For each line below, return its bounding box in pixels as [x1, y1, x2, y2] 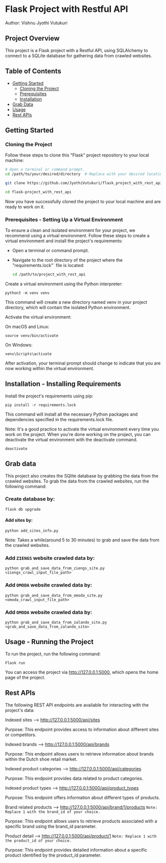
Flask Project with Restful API [5, 3, 128, 15]
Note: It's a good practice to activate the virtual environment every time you [5, 426, 159, 432]
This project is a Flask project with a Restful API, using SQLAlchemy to [5, 47, 148, 53]
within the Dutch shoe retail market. [5, 756, 78, 762]
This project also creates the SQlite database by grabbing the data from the [5, 473, 159, 479]
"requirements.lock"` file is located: [12, 263, 84, 269]
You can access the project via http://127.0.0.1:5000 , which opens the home [5, 669, 159, 675]
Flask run [5, 660, 26, 665]
